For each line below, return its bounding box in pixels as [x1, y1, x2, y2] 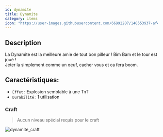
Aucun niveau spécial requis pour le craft [16, 117, 99, 123]
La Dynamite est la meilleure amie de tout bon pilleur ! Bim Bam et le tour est [5, 51, 158, 57]
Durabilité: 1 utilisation [12, 94, 60, 100]
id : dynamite [5, 7, 32, 12]
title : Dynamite [5, 12, 38, 17]
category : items [5, 16, 38, 21]
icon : [5, 20, 16, 26]
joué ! [5, 57, 16, 63]
